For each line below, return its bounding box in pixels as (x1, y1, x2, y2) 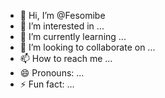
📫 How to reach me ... (19, 53, 113, 64)
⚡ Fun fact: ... (19, 78, 75, 90)
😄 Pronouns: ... (19, 67, 85, 79)
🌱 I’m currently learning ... (19, 31, 127, 42)
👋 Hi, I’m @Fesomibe (19, 10, 106, 21)
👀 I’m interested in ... (19, 20, 105, 32)
